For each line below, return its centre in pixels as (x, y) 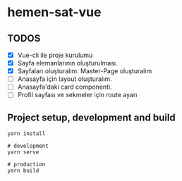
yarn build (23, 171)
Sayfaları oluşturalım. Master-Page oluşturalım (85, 71)
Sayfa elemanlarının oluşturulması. (67, 63)
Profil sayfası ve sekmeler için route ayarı (77, 95)
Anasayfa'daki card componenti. (65, 87)
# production (26, 165)
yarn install (26, 134)
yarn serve (23, 152)
